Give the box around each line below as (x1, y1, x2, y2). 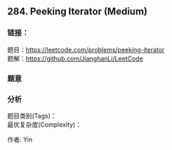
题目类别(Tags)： (7, 111, 58, 120)
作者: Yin (7, 135, 33, 144)
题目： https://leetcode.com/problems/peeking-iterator (7, 45, 165, 54)
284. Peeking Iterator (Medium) (7, 6, 147, 18)
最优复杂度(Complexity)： (7, 120, 82, 129)
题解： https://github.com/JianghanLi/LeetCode (7, 54, 144, 63)
